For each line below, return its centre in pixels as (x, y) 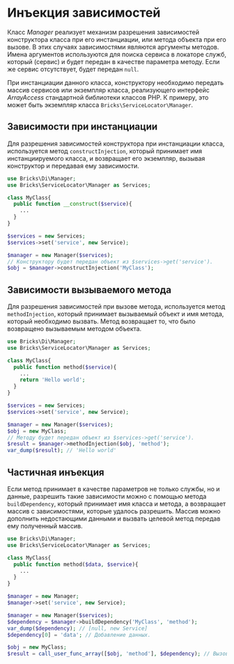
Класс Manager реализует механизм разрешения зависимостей (103, 32)
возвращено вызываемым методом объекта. (75, 329)
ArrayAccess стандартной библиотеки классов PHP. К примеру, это (108, 97)
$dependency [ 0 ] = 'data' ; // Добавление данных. (79, 635)
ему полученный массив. (45, 526)
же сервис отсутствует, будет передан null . (73, 69)
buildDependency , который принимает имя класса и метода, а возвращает (117, 504)
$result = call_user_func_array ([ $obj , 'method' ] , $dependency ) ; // (109, 654)
